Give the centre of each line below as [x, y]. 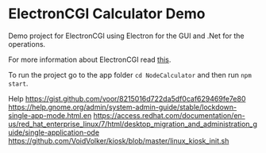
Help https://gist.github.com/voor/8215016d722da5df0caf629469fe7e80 [127, 98]
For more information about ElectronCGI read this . [90, 59]
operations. [27, 44]
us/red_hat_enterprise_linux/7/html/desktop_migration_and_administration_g [133, 124]
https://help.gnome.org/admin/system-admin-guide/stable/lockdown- [123, 107]
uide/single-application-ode [54, 132]
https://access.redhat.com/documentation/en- [170, 115]
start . [18, 83]
